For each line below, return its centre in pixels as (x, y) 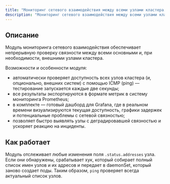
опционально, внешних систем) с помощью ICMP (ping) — (76, 83)
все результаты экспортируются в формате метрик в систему (80, 94)
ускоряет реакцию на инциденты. (49, 126)
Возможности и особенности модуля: (46, 68)
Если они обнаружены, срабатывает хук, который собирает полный (79, 160)
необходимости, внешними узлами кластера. (55, 58)
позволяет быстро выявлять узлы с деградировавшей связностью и (87, 121)
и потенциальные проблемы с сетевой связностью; (69, 116)
